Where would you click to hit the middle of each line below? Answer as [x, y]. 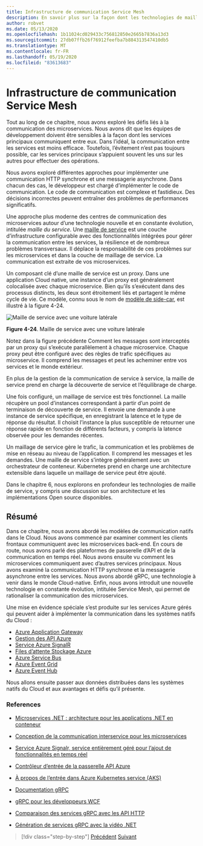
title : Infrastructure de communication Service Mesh [76, 12]
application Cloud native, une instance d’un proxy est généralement [90, 280]
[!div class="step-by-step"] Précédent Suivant [79, 836]
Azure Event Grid [36, 664]
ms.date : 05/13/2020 [32, 29]
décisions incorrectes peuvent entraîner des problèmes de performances [97, 198]
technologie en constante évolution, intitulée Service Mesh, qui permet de [98, 589]
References [24, 705]
